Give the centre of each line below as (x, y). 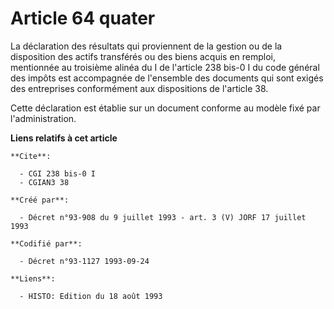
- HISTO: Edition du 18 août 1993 (91, 296)
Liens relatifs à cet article (64, 138)
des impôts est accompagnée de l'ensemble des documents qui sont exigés (167, 78)
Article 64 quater (83, 18)
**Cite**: (31, 156)
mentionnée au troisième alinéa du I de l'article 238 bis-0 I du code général (165, 67)
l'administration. (43, 118)
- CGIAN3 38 (44, 182)
